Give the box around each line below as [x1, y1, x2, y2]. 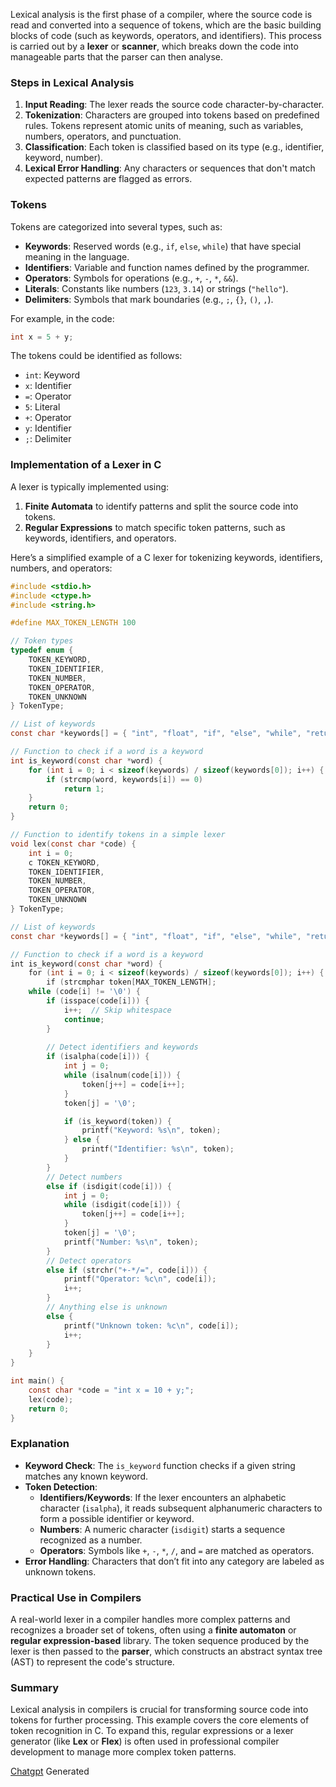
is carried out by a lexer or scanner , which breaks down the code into [10, 40, 299, 52]
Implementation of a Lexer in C [10, 458, 162, 472]
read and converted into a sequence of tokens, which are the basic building [10, 19, 322, 31]
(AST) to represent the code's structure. [10, 1656, 175, 1668]
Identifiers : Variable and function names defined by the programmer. [24, 261, 310, 273]
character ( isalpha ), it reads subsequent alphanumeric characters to [39, 1502, 323, 1514]
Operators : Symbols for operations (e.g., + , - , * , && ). [24, 272, 239, 284]
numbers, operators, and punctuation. [24, 130, 182, 143]
